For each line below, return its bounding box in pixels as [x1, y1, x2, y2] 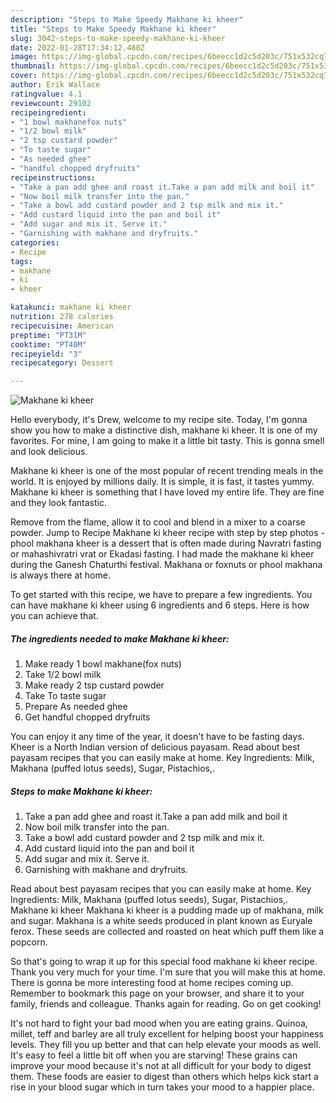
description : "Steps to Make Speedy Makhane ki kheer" [10, 14, 244, 25]
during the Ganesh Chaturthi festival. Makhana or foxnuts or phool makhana [10, 559, 323, 571]
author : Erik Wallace [10, 80, 101, 90]
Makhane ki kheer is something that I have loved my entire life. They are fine [10, 486, 325, 498]
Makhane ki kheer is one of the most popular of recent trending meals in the [10, 465, 324, 477]
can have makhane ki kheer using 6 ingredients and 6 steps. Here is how [10, 599, 310, 611]
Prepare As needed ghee [24, 701, 128, 713]
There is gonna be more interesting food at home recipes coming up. [10, 977, 294, 989]
